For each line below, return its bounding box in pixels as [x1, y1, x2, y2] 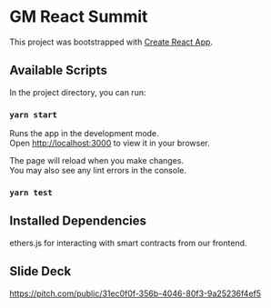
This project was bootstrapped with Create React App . [9, 36, 214, 47]
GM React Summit [9, 6, 148, 27]
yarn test [9, 187, 53, 197]
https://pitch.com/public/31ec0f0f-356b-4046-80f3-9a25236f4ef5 [9, 288, 262, 299]
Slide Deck [9, 263, 72, 279]
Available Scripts [9, 63, 107, 78]
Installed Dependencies [9, 214, 147, 229]
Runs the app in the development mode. [9, 128, 159, 139]
